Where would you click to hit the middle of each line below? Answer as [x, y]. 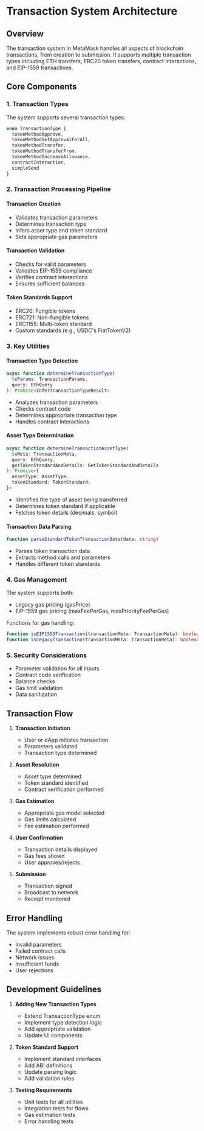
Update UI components [53, 1035]
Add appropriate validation [57, 1029]
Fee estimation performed [56, 826]
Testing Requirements [44, 1090]
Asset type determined [53, 776]
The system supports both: [40, 593]
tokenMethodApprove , [38, 134]
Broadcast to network [51, 893]
